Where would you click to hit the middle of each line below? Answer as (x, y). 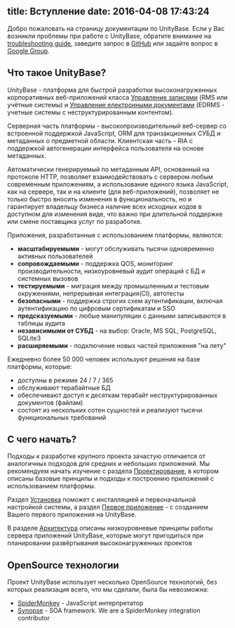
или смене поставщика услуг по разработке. (75, 221)
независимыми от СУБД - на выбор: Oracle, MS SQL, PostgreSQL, (117, 330)
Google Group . (29, 51)
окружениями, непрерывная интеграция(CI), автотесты (101, 293)
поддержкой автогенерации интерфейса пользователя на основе (106, 148)
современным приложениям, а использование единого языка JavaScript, (118, 184)
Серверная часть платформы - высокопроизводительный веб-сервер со (117, 126)
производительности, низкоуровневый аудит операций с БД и (111, 271)
